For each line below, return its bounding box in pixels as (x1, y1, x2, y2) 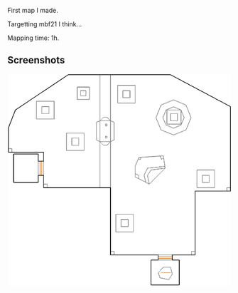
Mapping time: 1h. (7, 34, 60, 42)
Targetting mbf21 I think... (7, 20, 82, 28)
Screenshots (7, 54, 65, 66)
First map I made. (7, 6, 59, 14)
